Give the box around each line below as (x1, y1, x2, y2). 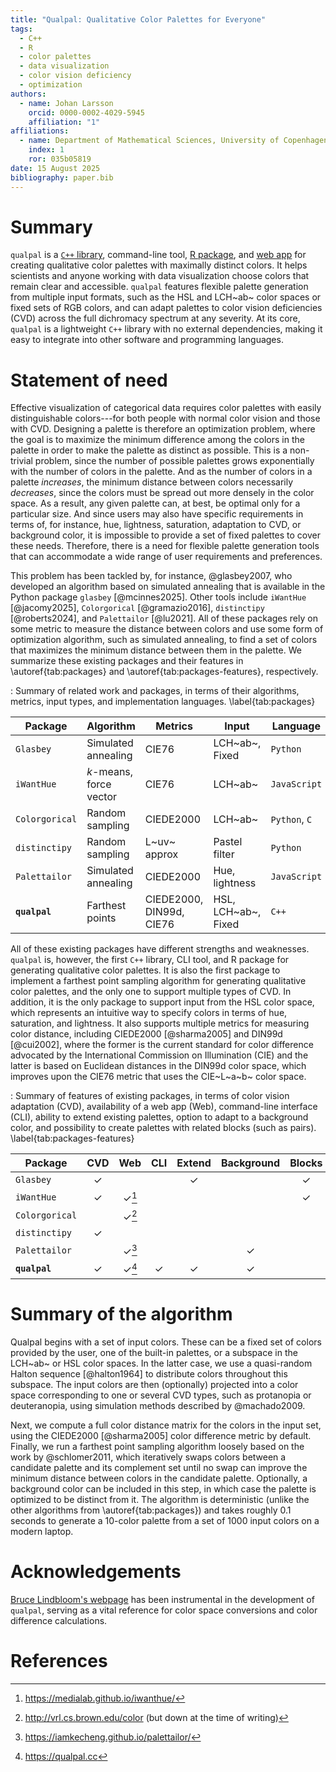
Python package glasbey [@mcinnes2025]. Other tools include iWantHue (10, 591, 307, 603)
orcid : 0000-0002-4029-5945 (28, 107, 145, 118)
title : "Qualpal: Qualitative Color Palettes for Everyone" (10, 14, 267, 25)
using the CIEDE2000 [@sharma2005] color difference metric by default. (10, 1429, 312, 1441)
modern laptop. (10, 1525, 74, 1537)
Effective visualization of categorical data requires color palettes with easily (10, 402, 322, 414)
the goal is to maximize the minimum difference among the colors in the (10, 434, 305, 446)
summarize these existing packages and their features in (10, 655, 244, 667)
